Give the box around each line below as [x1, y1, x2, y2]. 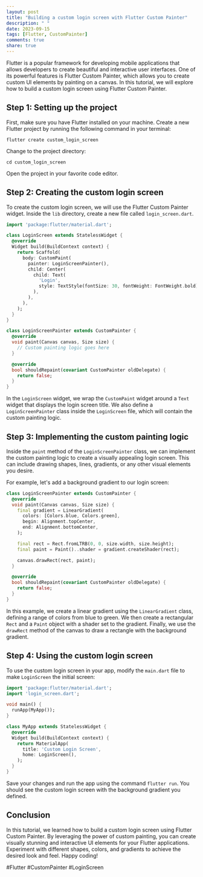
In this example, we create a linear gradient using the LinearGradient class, [6, 607, 193, 615]
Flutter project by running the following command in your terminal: [6, 125, 171, 132]
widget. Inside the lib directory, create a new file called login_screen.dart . [6, 210, 194, 217]
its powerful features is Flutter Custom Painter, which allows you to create [6, 72, 190, 79]
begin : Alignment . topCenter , [22, 518, 96, 525]
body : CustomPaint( [22, 255, 71, 261]
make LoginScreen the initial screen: [6, 673, 95, 680]
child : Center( [28, 266, 66, 273]
